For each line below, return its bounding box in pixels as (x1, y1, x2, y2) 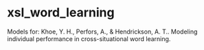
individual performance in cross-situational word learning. (7, 34, 171, 42)
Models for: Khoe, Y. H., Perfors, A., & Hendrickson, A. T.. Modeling (7, 27, 198, 36)
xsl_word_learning (7, 5, 115, 21)
